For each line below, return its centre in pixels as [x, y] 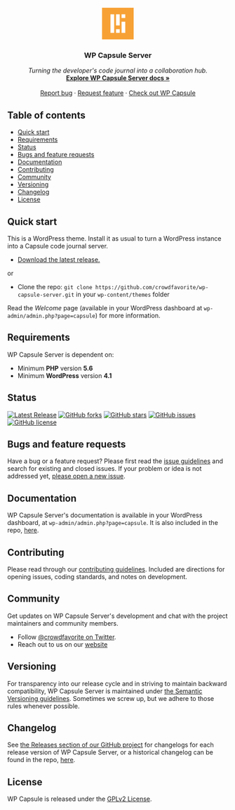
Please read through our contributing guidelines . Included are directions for [116, 569]
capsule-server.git [46, 295]
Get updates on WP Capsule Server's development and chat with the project [117, 616]
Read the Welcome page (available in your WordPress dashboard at [105, 308]
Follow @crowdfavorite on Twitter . [67, 637]
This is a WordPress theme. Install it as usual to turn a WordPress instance [114, 238]
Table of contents [46, 115]
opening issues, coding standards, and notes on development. [98, 576]
